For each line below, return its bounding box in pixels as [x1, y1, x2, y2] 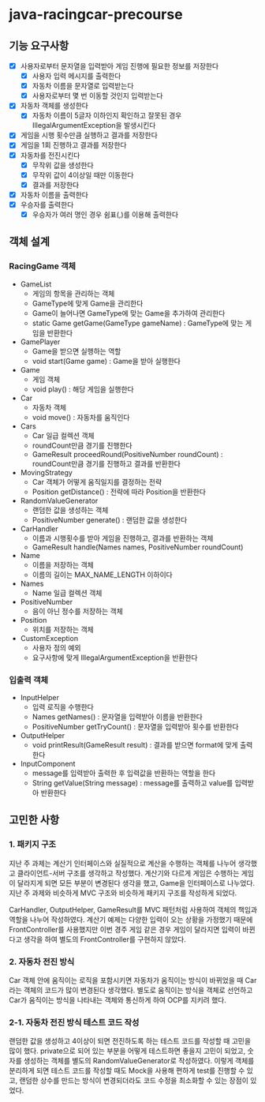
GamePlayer [20, 337, 61, 347]
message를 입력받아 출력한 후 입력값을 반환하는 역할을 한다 [32, 768, 216, 778]
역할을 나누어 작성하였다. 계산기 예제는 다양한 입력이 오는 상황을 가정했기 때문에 [9, 914, 253, 924]
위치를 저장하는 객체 [32, 624, 94, 634]
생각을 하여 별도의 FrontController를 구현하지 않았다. [23, 934, 186, 944]
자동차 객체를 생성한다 [20, 101, 89, 111]
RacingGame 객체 [9, 261, 77, 272]
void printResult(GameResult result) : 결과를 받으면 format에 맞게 [32, 740, 239, 749]
